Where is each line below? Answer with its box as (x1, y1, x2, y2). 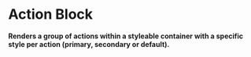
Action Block (8, 5, 93, 23)
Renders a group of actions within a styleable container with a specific (8, 31, 244, 41)
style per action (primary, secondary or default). (8, 39, 170, 48)
